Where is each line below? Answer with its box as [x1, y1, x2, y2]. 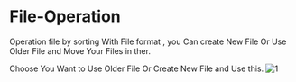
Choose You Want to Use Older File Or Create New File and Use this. [9, 63, 264, 74]
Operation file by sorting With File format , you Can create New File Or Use [9, 36, 287, 47]
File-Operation [9, 6, 122, 27]
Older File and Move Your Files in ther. [9, 45, 152, 56]
